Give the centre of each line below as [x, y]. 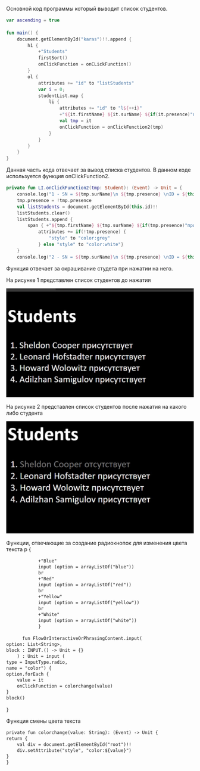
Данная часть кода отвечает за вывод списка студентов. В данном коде [99, 170]
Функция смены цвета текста [43, 721]
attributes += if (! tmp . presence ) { [82, 232]
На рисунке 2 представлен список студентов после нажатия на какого [96, 406]
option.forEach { [28, 674]
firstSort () [53, 58]
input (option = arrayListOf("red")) [85, 585]
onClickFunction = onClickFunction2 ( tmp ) [111, 127]
